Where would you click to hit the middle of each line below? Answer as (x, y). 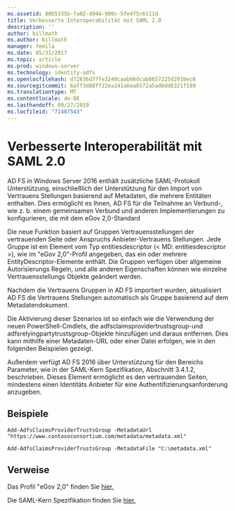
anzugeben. (25, 392)
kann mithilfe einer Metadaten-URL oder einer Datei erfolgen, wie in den (111, 340)
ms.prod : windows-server (43, 66)
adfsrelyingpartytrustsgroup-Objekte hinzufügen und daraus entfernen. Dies (118, 333)
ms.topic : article (34, 60)
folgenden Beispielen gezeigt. (50, 348)
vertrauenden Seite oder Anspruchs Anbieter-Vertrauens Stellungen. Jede (114, 239)
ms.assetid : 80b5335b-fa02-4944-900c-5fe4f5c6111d (83, 14)
